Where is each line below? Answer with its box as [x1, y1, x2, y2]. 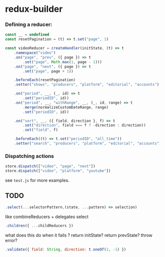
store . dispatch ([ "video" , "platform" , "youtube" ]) [5, 169, 111, 174]
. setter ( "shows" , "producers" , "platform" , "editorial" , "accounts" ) [14, 82, 160, 87]
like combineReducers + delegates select [5, 214, 89, 220]
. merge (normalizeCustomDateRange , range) [23, 105, 109, 110]
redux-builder [5, 3, 63, 15]
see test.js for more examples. [5, 178, 70, 184]
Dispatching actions [5, 152, 54, 159]
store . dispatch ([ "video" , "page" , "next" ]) [5, 164, 96, 169]
